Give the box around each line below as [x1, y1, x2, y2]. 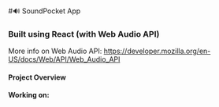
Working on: [8, 91, 50, 100]
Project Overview [8, 73, 67, 82]
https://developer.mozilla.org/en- [103, 46, 211, 56]
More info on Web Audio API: [8, 46, 102, 56]
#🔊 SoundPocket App [8, 6, 81, 16]
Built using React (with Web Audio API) [8, 28, 160, 39]
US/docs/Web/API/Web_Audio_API [8, 55, 121, 64]
